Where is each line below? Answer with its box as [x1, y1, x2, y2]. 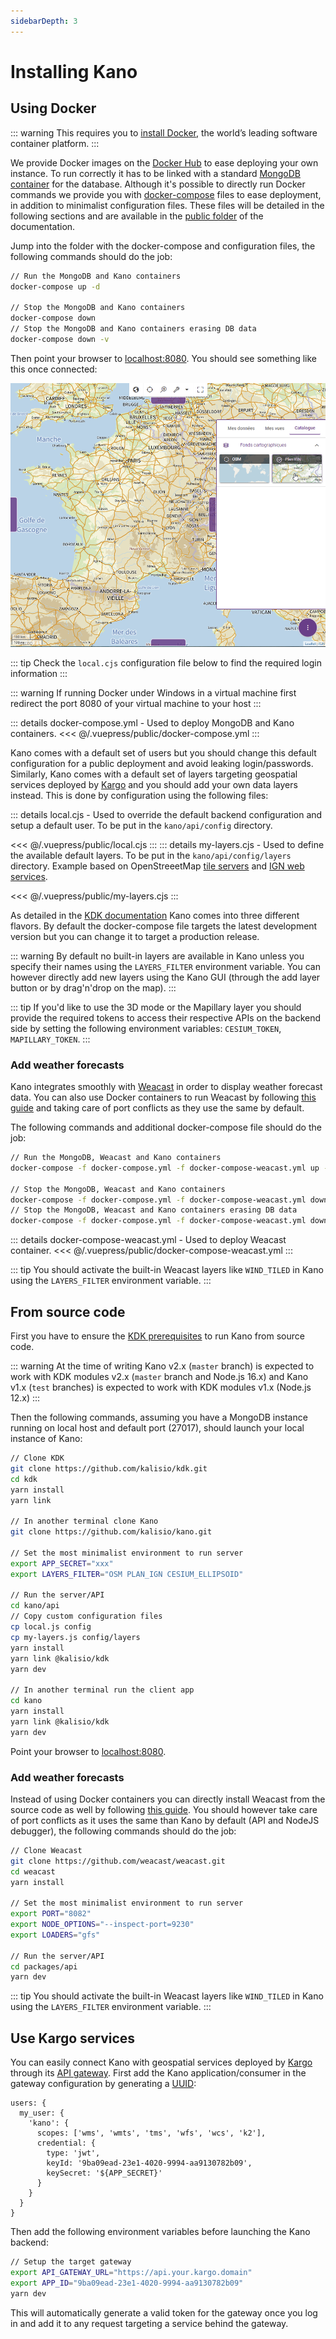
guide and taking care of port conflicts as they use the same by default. [10, 1102, 305, 1114]
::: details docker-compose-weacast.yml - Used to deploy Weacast [10, 1234, 287, 1246]
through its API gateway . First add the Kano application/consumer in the [10, 2067, 307, 2079]
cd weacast [10, 1866, 56, 1877]
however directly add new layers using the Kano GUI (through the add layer [10, 971, 321, 983]
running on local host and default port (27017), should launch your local [10, 1422, 305, 1434]
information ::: [10, 667, 68, 679]
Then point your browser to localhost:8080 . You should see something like [10, 352, 318, 364]
